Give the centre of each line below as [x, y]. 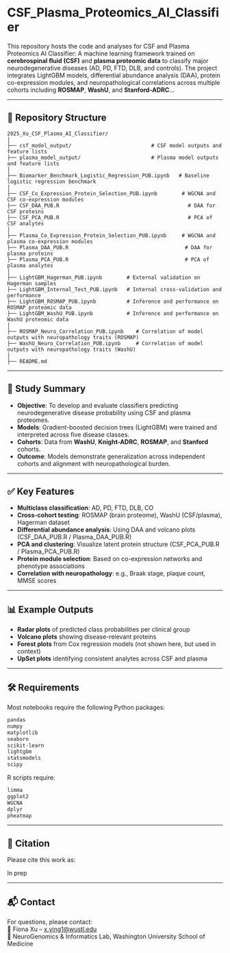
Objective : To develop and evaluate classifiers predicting [98, 405]
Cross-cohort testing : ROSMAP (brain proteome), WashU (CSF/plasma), [119, 515]
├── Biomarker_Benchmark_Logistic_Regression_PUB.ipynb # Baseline [108, 175]
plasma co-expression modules [50, 241]
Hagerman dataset [43, 523]
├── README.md [27, 361]
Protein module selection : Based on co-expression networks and [110, 559]
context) [29, 652]
